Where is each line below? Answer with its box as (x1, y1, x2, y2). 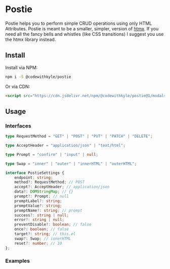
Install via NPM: (5, 64, 38, 70)
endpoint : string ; (14, 175, 53, 180)
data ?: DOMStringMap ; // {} (14, 189, 73, 194)
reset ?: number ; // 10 (14, 241, 62, 246)
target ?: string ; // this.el (14, 232, 76, 237)
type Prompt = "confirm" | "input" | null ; (5, 152, 99, 157)
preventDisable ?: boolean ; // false (14, 222, 92, 227)
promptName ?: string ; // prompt (14, 208, 82, 213)
